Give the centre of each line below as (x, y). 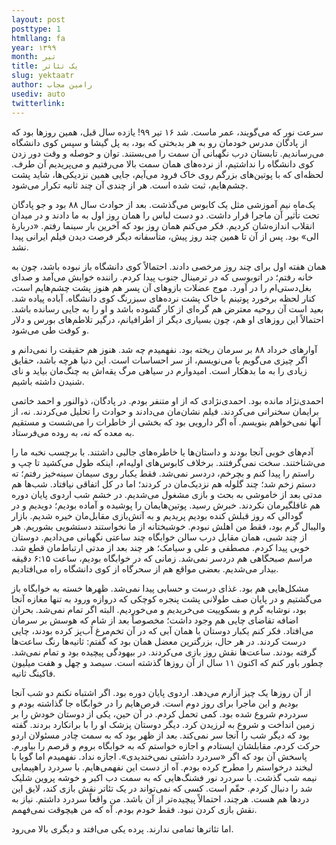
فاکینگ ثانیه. (33, 673)
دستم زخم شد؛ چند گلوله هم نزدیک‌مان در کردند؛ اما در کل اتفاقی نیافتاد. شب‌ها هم (163, 483)
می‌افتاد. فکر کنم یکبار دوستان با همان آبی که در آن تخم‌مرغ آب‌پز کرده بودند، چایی (162, 630)
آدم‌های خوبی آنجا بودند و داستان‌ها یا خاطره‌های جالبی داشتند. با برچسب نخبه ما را (162, 452)
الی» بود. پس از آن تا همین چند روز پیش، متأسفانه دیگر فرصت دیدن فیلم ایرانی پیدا (165, 236)
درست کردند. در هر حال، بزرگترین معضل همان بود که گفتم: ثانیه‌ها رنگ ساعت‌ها (159, 641)
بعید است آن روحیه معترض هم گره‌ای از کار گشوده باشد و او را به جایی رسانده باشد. (167, 308)
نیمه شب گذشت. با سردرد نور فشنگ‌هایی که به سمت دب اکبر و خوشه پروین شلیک (164, 777)
